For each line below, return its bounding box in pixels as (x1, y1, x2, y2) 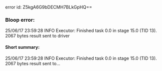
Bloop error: (5, 16, 35, 23)
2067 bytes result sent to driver (5, 33, 70, 39)
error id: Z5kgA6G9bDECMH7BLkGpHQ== (5, 4, 92, 10)
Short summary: (5, 44, 40, 50)
